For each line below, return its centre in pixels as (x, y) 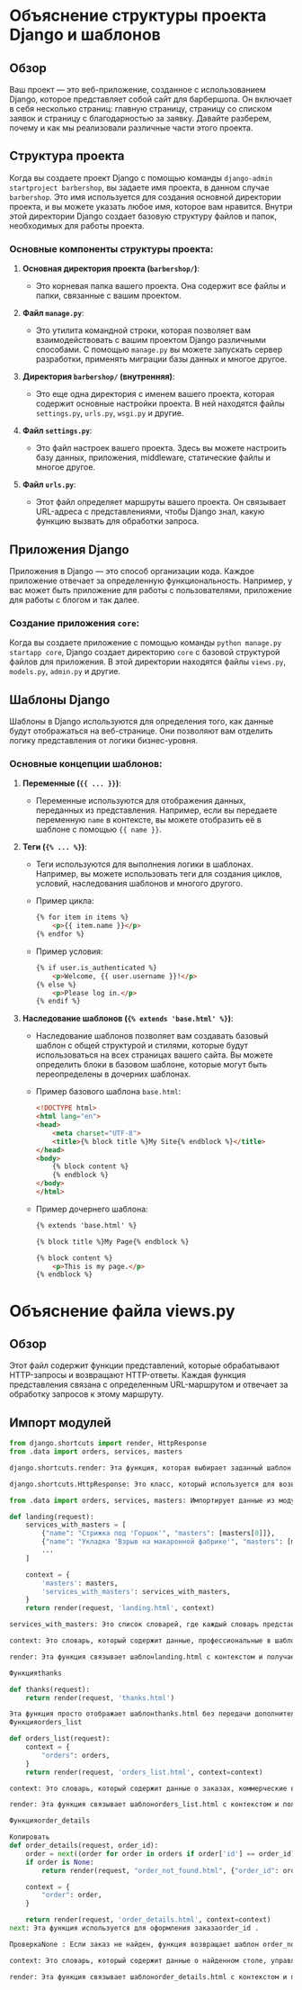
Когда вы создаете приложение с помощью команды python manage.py (145, 643)
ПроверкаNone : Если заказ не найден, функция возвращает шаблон (134, 1944)
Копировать (30, 1837)
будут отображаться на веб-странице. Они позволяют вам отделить (141, 731)
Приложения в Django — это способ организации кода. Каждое (132, 571)
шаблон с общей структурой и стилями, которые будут (142, 1046)
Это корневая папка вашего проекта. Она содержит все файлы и (160, 286)
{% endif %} (58, 1001)
